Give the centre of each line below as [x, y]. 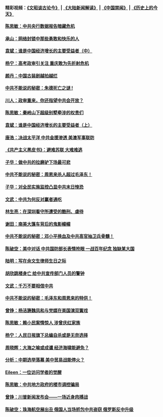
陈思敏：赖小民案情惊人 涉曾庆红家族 [43, 323]
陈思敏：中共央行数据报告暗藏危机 [40, 26]
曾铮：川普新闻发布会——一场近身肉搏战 [46, 397]
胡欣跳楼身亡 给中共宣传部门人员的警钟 [45, 273]
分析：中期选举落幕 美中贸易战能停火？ [45, 360]
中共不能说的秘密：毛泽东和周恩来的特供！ [49, 298]
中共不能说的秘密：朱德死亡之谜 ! [39, 88]
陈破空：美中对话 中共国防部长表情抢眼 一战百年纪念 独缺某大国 [70, 248]
